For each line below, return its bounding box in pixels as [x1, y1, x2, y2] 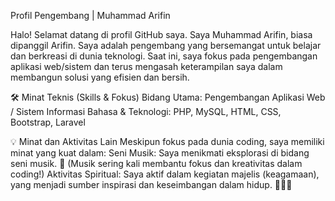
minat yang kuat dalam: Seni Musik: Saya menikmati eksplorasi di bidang [10, 147, 310, 159]
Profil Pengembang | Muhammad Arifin [10, 10, 171, 21]
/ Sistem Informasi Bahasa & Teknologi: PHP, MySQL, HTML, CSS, [10, 106, 282, 117]
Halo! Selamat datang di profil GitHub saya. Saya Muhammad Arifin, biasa [10, 29, 313, 40]
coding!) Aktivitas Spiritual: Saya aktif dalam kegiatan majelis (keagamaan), [10, 168, 320, 180]
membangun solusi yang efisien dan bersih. [10, 71, 190, 83]
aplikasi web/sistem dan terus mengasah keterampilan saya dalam [10, 61, 283, 72]
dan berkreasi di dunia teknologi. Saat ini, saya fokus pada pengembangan [10, 50, 318, 62]
